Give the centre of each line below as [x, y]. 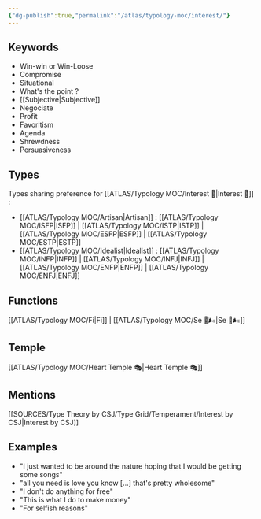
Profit [28, 117]
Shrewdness [40, 142]
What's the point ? [49, 91]
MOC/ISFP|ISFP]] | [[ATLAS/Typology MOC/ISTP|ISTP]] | [112, 226]
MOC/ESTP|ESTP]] [50, 243]
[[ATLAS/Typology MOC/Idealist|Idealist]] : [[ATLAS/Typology [119, 251]
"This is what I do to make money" [75, 499]
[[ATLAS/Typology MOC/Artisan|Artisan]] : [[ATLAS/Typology [119, 217]
